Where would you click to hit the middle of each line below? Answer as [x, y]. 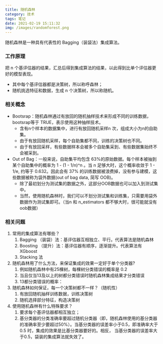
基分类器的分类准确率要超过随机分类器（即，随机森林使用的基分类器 [88, 319]
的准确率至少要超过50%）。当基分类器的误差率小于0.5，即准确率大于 [89, 324]
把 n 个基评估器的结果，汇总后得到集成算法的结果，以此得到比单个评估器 [79, 68]
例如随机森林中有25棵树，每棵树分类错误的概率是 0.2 [73, 270]
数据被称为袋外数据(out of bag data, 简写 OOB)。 [66, 177]
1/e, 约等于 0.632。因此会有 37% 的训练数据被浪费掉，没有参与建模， [82, 171]
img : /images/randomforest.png [37, 28]
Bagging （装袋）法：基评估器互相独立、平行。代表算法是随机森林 [86, 240]
